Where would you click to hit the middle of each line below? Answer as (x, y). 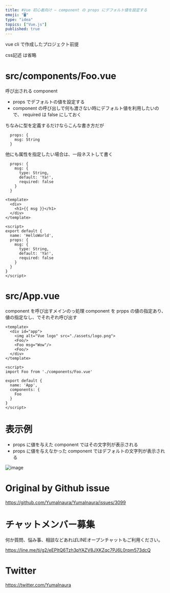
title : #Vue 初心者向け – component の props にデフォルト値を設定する (76, 10)
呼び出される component (31, 91)
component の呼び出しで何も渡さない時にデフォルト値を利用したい (84, 108)
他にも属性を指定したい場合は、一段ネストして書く (59, 155)
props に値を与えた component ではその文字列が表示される (75, 444)
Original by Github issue (58, 488)
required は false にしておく (52, 115)
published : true (23, 29)
